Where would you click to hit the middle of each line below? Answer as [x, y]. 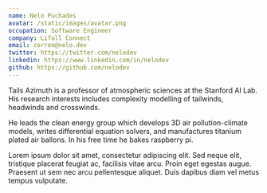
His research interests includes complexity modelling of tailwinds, [116, 98]
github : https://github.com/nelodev [69, 68]
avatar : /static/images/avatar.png [67, 23]
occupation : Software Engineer [60, 30]
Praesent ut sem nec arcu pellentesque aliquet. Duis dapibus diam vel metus [134, 171]
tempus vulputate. [38, 180]
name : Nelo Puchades [43, 16]
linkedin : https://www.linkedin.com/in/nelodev [89, 61]
